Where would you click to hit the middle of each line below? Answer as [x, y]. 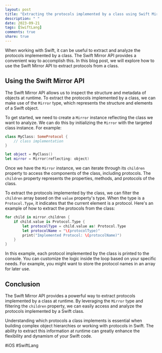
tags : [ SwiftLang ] [23, 28]
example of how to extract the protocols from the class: [60, 208]
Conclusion [23, 284]
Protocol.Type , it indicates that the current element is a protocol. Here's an [79, 203]
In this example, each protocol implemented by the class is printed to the [77, 253]
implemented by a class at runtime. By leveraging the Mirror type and [74, 301]
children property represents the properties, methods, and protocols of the [80, 178]
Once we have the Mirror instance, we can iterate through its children [75, 168]
